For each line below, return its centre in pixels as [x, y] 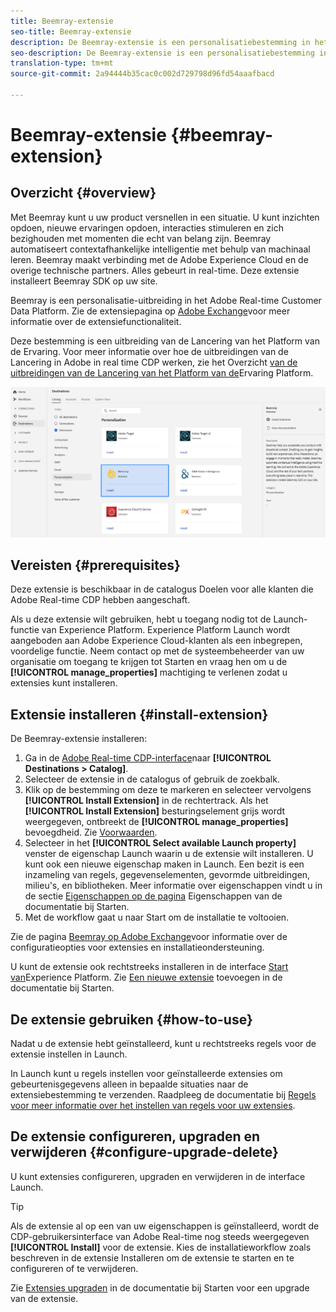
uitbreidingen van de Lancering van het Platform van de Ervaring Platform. [162, 372]
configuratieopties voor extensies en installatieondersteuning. [137, 947]
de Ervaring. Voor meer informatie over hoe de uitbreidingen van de [149, 351]
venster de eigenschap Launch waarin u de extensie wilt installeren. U [169, 854]
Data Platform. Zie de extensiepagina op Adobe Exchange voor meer [150, 311]
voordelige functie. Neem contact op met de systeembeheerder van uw [157, 651]
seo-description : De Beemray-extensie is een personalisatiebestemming [162, 53]
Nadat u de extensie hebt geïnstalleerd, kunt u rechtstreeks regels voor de [163, 1043]
